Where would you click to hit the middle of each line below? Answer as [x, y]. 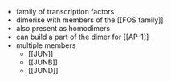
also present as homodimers [63, 28]
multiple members [46, 45]
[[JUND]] [43, 70]
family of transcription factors [65, 12]
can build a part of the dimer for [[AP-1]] [82, 37]
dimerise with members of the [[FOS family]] [90, 20]
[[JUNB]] [43, 62]
